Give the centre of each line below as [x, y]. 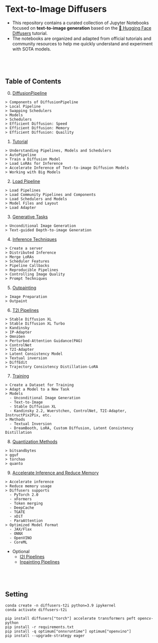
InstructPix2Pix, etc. [28, 416]
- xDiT [16, 517]
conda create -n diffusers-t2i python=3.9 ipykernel [60, 605]
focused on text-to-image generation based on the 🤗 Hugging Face [82, 28]
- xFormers [21, 499]
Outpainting [24, 288]
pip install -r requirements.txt [39, 627]
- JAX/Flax [21, 530]
